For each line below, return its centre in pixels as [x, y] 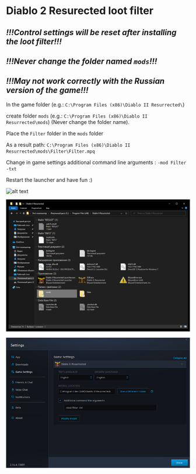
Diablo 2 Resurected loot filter [80, 11]
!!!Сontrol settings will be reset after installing [91, 32]
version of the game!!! [47, 90]
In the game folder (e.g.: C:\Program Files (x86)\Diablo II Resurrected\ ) [95, 104]
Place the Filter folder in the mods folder [55, 133]
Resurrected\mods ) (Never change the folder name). [68, 122]
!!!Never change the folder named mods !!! [82, 61]
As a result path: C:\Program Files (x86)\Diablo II [68, 145]
